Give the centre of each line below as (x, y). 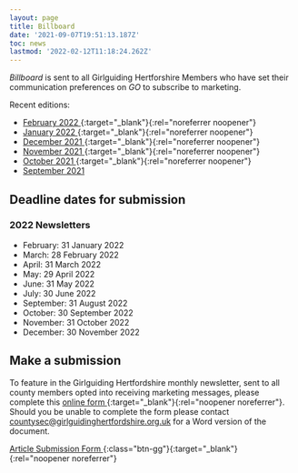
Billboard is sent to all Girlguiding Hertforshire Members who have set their (149, 77)
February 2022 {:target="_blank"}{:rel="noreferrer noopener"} (139, 123)
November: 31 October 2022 (76, 322)
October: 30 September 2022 (78, 312)
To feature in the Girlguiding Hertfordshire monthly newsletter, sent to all (144, 382)
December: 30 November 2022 (81, 332)
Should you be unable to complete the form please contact (119, 411)
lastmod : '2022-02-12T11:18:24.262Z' (81, 52)
